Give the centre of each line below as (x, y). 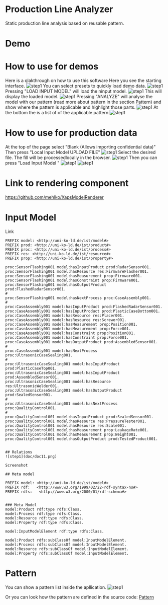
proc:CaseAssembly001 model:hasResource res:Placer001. (65, 316)
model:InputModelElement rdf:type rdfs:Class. (55, 531)
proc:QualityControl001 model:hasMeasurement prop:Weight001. (71, 434)
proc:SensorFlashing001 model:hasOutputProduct (56, 285)
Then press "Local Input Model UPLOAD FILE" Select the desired (80, 152)
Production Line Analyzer (59, 9)
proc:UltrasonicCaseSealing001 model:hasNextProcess (61, 404)
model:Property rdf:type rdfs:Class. (45, 522)
